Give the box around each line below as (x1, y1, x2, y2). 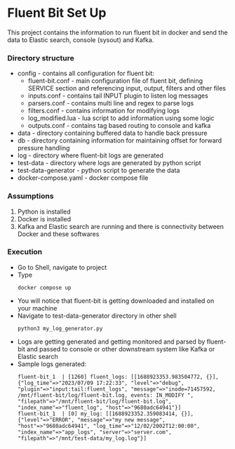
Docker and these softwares (17, 230, 100, 238)
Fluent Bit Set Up (7, 5, 107, 21)
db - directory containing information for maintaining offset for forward (17, 136, 222, 145)
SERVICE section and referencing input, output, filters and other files (27, 84, 227, 93)
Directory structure (7, 53, 75, 63)
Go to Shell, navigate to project (17, 263, 107, 271)
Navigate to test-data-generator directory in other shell (17, 311, 177, 320)
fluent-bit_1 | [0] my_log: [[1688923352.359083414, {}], (17, 410, 194, 417)
